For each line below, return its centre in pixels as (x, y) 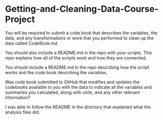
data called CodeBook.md (31, 43)
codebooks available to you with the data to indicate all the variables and (78, 87)
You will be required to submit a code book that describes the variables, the (81, 33)
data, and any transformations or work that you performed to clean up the (80, 38)
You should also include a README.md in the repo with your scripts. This (79, 53)
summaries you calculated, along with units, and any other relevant (73, 92)
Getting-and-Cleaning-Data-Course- (82, 9)
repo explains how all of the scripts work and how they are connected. (76, 58)
